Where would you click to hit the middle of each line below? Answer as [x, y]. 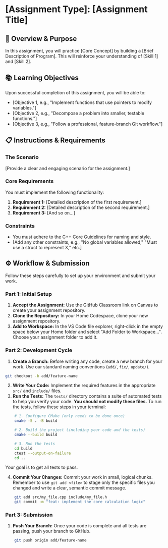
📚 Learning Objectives [42, 78]
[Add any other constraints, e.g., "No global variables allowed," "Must [85, 242]
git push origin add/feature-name [50, 540]
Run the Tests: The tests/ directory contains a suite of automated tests [87, 396]
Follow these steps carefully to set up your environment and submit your [80, 276]
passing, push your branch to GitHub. [51, 531]
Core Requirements [30, 181]
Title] [17, 20]
